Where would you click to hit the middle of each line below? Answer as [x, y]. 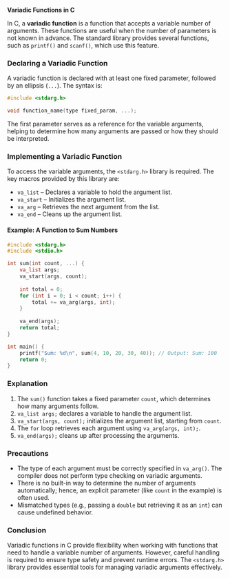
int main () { [26, 347]
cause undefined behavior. [55, 512]
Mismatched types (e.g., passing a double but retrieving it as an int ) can [119, 505]
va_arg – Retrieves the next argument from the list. [88, 207]
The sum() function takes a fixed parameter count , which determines [114, 398]
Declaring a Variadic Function [57, 63]
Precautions [28, 453]
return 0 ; [34, 359]
